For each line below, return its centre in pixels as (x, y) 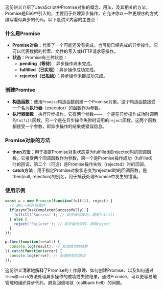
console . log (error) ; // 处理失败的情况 (47, 256)
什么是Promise (23, 33)
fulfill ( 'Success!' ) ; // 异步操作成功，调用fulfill (64, 215)
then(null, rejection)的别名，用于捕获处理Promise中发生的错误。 (76, 176)
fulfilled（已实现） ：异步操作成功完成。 (58, 70)
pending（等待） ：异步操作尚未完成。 (57, 64)
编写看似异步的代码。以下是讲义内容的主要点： (52, 19)
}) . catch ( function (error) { (34, 251)
